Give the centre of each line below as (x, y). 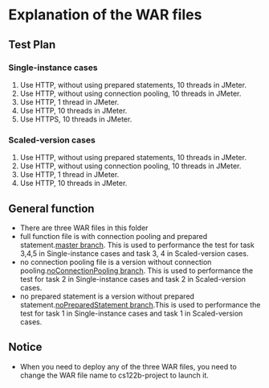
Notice (25, 347)
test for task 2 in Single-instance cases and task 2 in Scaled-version (133, 279)
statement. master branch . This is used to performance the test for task (137, 245)
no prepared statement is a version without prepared (107, 296)
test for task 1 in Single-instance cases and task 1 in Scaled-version (131, 313)
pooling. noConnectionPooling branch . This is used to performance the (137, 270)
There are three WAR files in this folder (84, 228)
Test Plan (32, 45)
